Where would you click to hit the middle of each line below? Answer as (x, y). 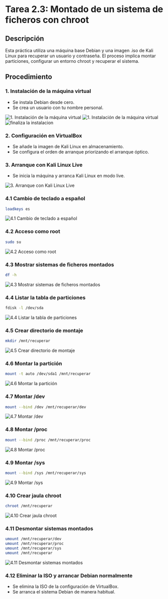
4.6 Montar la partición (34, 364)
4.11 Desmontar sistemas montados (49, 528)
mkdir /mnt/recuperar (28, 341)
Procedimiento (29, 77)
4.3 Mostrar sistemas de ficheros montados (60, 265)
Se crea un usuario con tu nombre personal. (58, 107)
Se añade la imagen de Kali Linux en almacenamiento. (68, 146)
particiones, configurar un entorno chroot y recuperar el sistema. (72, 61)
